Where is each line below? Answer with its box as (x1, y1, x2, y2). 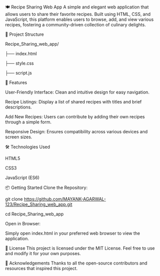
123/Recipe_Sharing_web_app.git (5, 201, 73, 207)
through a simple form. (5, 119, 52, 125)
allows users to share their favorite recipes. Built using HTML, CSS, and (5, 11, 151, 17)
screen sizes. (5, 134, 32, 140)
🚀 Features (5, 80, 27, 86)
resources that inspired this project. (5, 266, 78, 271)
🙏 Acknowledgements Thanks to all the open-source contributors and (5, 260, 148, 266)
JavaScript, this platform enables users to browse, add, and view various (5, 16, 154, 22)
